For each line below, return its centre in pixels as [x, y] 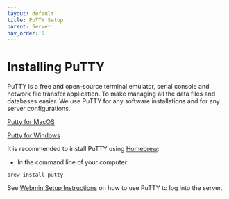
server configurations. [39, 109]
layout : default [31, 14]
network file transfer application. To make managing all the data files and [111, 94]
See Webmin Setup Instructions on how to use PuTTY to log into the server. [115, 188]
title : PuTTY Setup [35, 20]
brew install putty [35, 175]
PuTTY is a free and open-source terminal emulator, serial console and [108, 87]
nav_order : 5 [26, 33]
